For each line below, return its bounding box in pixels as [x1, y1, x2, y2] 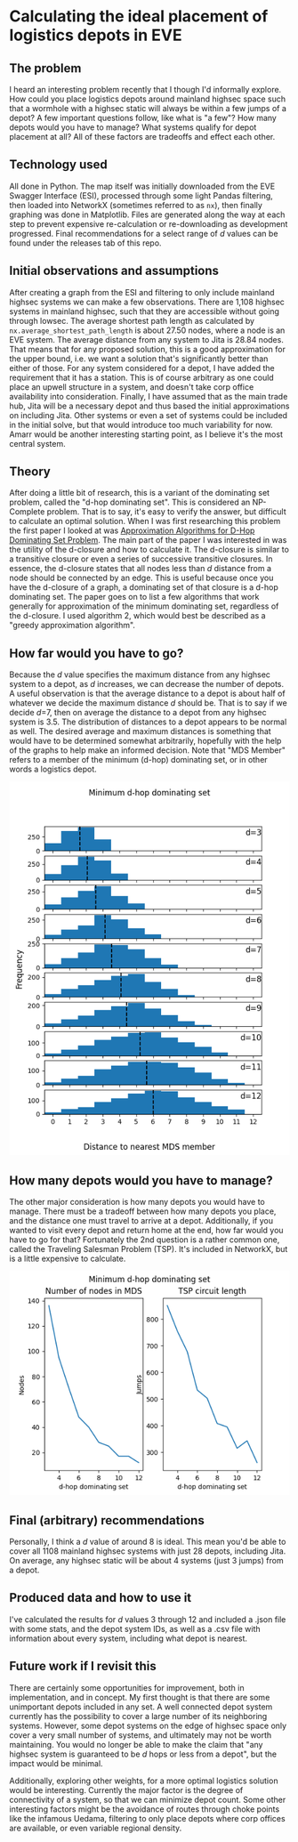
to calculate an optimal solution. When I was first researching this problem [9, 516, 281, 527]
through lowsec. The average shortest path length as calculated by [9, 315, 255, 326]
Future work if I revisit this [9, 1659, 157, 1674]
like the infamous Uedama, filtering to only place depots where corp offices [9, 1813, 286, 1823]
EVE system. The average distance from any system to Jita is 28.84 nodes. [9, 334, 285, 344]
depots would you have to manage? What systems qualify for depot [9, 122, 257, 133]
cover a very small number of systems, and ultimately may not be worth [9, 1729, 272, 1741]
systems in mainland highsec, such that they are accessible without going [9, 305, 280, 317]
